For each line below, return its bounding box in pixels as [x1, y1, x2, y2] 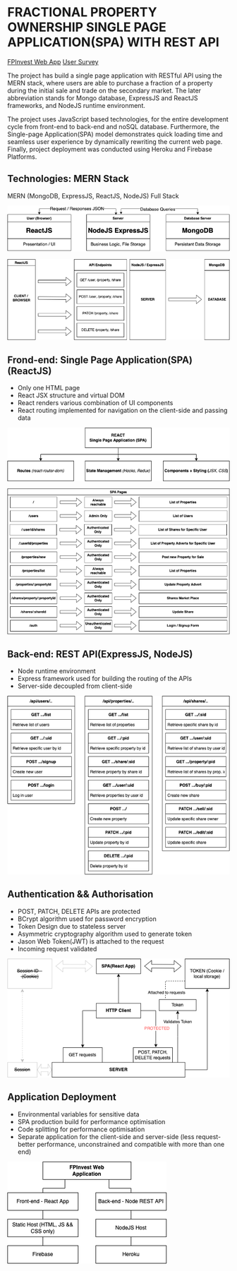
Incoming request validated [17, 944, 97, 953]
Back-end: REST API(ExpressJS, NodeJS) [7, 648, 193, 660]
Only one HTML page [17, 384, 80, 392]
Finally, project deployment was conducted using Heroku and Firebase [7, 145, 213, 153]
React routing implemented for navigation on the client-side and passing [17, 406, 228, 415]
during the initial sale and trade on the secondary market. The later [7, 86, 202, 95]
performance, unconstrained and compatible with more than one [36, 1140, 225, 1148]
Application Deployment [7, 1091, 116, 1103]
